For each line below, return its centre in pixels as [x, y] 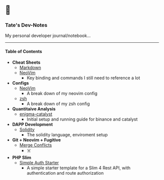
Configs [20, 83]
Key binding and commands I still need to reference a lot [83, 78]
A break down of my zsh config [58, 104]
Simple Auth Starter [39, 162]
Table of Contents [24, 52]
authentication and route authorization [65, 173]
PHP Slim [22, 157]
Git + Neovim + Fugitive [36, 140]
